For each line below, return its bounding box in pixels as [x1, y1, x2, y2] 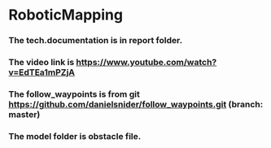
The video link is [8, 57, 75, 68]
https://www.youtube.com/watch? [76, 57, 217, 68]
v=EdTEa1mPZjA [8, 67, 76, 78]
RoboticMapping [8, 6, 124, 24]
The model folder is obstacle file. [8, 130, 142, 141]
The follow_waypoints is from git [8, 88, 140, 99]
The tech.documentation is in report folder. [8, 35, 183, 46]
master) [8, 108, 41, 120]
